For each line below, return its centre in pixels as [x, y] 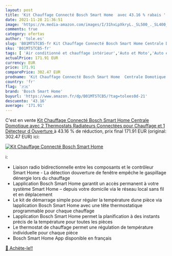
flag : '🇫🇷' [18, 86]
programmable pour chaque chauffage [53, 211]
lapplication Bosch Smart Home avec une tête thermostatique [78, 206]
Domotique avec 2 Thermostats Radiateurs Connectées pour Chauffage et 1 [85, 126]
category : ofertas [25, 34]
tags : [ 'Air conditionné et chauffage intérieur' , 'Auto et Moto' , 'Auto [84, 53]
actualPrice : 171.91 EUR [32, 58]
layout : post [19, 10]
